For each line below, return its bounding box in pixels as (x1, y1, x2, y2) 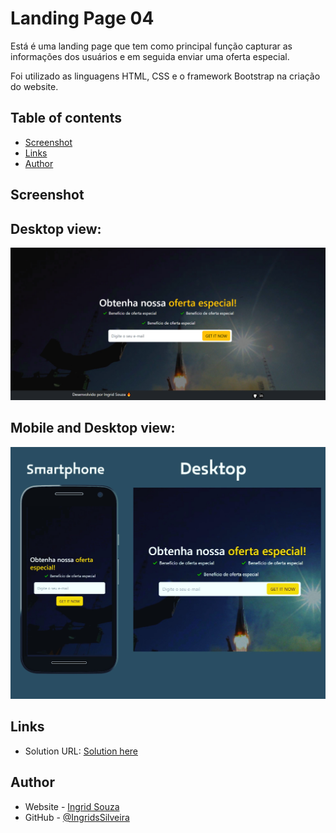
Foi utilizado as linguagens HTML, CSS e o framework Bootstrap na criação (10, 70, 321, 82)
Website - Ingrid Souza (24, 800, 120, 812)
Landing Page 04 (10, 7, 155, 30)
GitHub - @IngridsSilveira (24, 811, 130, 823)
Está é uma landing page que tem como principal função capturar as (10, 40, 293, 52)
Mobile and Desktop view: (10, 420, 176, 437)
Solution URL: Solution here (24, 745, 138, 757)
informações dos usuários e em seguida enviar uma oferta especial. (10, 50, 290, 62)
